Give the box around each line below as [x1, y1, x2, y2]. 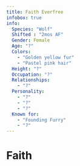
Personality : [12, 88, 45, 95]
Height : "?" [12, 65, 42, 72]
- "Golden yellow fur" [17, 54, 75, 60]
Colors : [12, 49, 32, 55]
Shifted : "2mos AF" [12, 32, 64, 38]
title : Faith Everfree [6, 9, 64, 15]
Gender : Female [12, 37, 50, 43]
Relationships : [12, 77, 50, 83]
